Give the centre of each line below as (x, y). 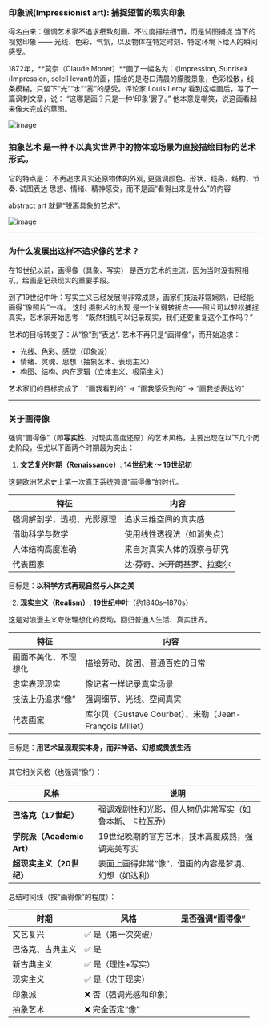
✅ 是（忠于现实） (117, 979)
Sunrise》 (233, 69)
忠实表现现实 (37, 684)
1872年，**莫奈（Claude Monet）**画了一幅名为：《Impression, (113, 69)
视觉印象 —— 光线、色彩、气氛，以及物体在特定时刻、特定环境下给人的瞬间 (133, 42)
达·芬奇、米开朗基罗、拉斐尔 (178, 565)
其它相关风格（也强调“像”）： (55, 773)
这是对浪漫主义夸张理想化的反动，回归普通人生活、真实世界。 (110, 620)
